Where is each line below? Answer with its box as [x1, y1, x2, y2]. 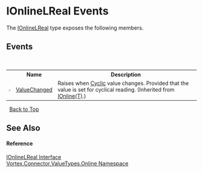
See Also [6, 123, 40, 133]
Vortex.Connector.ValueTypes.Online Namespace [6, 160, 129, 167]
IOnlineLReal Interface [6, 153, 62, 160]
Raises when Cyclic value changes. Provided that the [57, 80, 189, 87]
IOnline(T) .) [57, 92, 86, 99]
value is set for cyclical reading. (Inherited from [57, 86, 175, 93]
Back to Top [8, 105, 39, 113]
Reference [6, 140, 33, 147]
